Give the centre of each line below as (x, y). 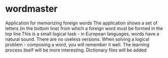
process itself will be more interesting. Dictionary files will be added (76, 50)
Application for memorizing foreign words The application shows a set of (81, 23)
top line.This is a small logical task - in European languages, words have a (82, 34)
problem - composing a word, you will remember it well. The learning (77, 44)
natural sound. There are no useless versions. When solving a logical (77, 39)
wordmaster (31, 9)
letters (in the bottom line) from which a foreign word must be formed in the (84, 28)
